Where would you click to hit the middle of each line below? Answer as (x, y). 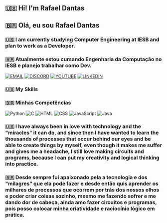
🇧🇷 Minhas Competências (38, 102)
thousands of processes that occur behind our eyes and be (78, 139)
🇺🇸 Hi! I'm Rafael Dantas (45, 8)
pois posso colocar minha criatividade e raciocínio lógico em (80, 208)
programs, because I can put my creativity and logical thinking (82, 158)
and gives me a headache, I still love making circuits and (75, 151)
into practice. (22, 164)
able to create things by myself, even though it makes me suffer (84, 145)
